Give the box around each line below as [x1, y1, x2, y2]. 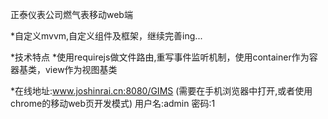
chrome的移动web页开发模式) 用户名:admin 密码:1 [10, 98, 216, 109]
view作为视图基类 [44, 64, 118, 75]
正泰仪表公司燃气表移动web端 [10, 9, 133, 20]
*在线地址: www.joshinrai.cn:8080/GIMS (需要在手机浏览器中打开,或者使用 [10, 85, 313, 97]
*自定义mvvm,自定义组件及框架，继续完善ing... [10, 30, 203, 42]
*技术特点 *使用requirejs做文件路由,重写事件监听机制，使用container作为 [10, 51, 310, 63]
